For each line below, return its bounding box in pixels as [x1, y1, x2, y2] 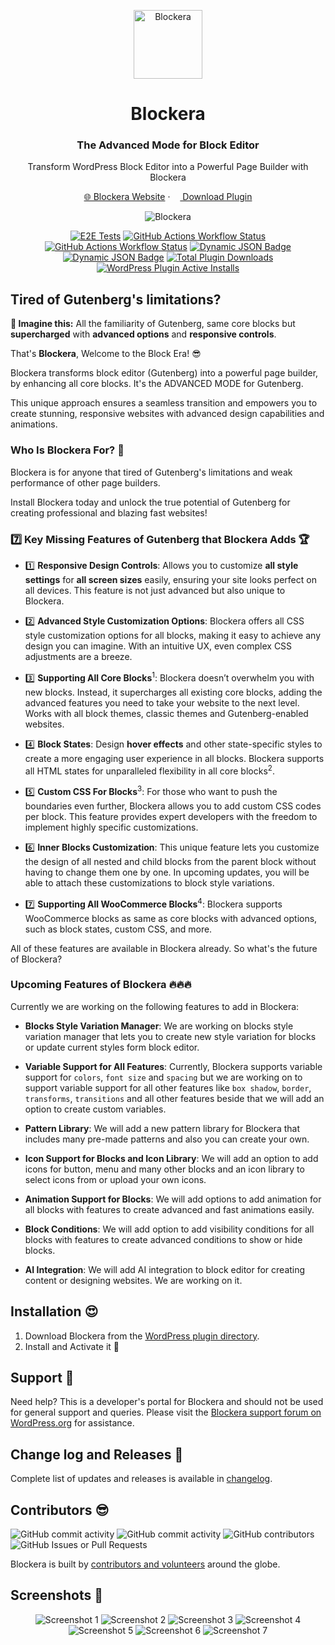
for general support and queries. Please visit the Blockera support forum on [10, 1406, 322, 1419]
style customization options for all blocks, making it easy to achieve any [24, 629, 322, 641]
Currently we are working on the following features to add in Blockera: [10, 1000, 300, 1012]
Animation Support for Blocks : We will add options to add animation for [24, 1193, 322, 1205]
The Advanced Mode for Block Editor [76, 138, 260, 152]
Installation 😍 [10, 1303, 99, 1320]
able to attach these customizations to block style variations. [24, 876, 275, 889]
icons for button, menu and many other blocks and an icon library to [24, 1163, 305, 1175]
